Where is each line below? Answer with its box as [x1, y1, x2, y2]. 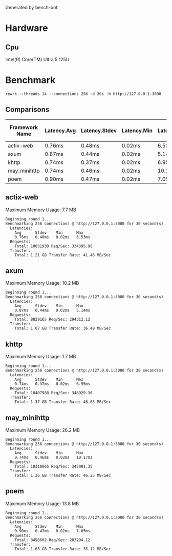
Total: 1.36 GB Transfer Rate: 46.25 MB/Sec [14, 473, 111, 478]
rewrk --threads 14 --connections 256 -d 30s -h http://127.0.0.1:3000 [5, 91, 161, 97]
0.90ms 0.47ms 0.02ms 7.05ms [14, 528, 91, 533]
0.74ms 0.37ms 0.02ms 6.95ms [14, 381, 91, 387]
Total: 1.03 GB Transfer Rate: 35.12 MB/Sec [14, 546, 111, 551]
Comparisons [5, 105, 50, 114]
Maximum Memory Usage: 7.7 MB [5, 207, 77, 213]
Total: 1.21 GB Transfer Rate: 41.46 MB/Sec [14, 252, 111, 257]
